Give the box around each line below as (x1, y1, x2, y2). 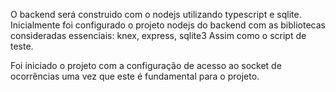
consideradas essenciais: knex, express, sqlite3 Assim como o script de (10, 30, 307, 41)
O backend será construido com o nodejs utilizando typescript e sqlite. (10, 9, 302, 20)
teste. (10, 40, 34, 52)
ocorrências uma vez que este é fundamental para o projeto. (10, 70, 260, 82)
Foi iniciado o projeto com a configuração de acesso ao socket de (10, 60, 282, 71)
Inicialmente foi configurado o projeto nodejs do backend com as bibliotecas (10, 19, 326, 31)
